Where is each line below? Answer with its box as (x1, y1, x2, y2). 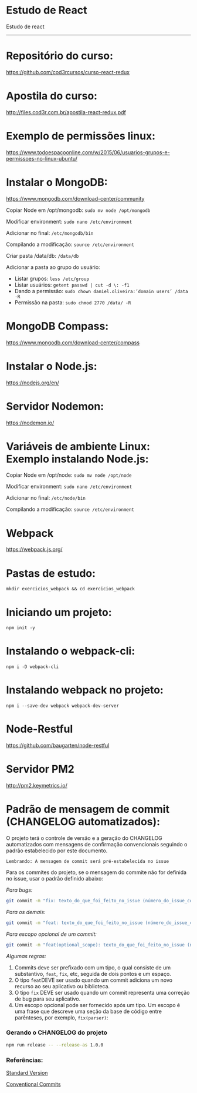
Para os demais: (6, 908, 46, 915)
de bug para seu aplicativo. (14, 995, 81, 1002)
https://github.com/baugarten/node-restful (6, 742, 110, 749)
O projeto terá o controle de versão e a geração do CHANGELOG (6, 834, 162, 842)
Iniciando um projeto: (6, 606, 113, 619)
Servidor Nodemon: (6, 400, 104, 413)
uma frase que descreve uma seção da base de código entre (14, 1008, 162, 1015)
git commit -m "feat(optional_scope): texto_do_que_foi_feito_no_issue (6, 942, 185, 948)
